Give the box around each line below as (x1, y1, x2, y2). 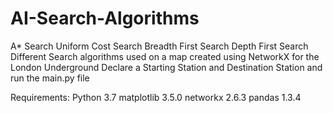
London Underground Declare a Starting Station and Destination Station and (10, 61, 323, 73)
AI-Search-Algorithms (10, 7, 200, 30)
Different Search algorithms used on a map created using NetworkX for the (10, 50, 320, 62)
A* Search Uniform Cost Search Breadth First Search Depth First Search (10, 40, 309, 52)
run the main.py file (10, 72, 90, 84)
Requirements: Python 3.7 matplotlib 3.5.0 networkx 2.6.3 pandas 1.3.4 (10, 91, 302, 103)
